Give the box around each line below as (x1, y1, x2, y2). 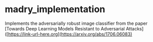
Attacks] (125, 25, 144, 31)
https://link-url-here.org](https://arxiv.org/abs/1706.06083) (8, 31, 133, 37)
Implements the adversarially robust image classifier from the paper (5, 20, 148, 26)
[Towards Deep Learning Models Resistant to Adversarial (5, 25, 125, 31)
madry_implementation (5, 4, 105, 15)
